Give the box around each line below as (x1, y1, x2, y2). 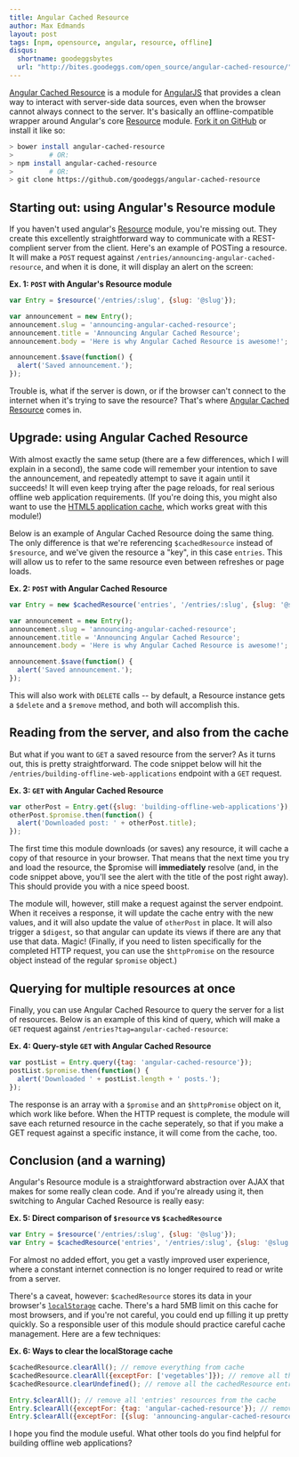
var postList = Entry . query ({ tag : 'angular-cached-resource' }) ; (9, 1058, 253, 1067)
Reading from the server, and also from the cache (9, 725, 289, 740)
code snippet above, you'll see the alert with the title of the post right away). (9, 872, 289, 883)
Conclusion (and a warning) (9, 1152, 166, 1168)
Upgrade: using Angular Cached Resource (9, 430, 248, 445)
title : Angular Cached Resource (9, 12, 129, 22)
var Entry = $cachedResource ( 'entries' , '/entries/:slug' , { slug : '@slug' (9, 1239, 293, 1248)
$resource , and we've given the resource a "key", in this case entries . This (9, 547, 283, 558)
